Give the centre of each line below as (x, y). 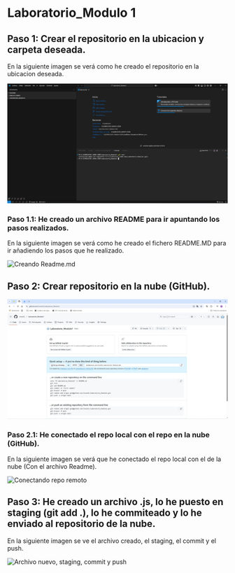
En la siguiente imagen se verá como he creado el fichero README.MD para (117, 243)
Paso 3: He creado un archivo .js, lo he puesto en (115, 502)
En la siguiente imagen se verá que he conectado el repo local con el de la (114, 459)
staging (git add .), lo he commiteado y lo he (105, 513)
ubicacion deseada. (36, 74)
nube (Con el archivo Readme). (52, 466)
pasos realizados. (38, 228)
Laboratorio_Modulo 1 (72, 13)
